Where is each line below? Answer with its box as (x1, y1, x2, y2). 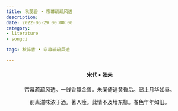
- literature (6, 31, 39, 37)
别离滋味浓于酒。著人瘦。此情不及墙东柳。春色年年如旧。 (29, 99, 170, 105)
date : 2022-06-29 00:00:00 (6, 19, 73, 25)
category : (6, 25, 31, 31)
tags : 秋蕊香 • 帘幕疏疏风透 (6, 47, 70, 53)
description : (6, 14, 39, 20)
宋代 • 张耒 (87, 71, 113, 78)
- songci (6, 36, 28, 42)
